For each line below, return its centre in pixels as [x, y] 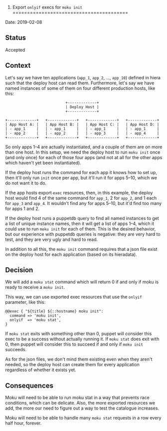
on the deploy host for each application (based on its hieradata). [71, 254]
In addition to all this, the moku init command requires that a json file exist [82, 249]
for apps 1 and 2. [22, 209]
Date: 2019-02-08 [24, 22]
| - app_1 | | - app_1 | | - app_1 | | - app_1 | [82, 129]
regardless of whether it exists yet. [41, 370]
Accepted [15, 50]
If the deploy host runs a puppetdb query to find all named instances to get [82, 218]
